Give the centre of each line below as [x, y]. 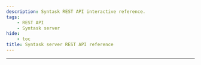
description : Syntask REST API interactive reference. [76, 12]
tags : [13, 17]
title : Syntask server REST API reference [60, 45]
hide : [13, 34]
